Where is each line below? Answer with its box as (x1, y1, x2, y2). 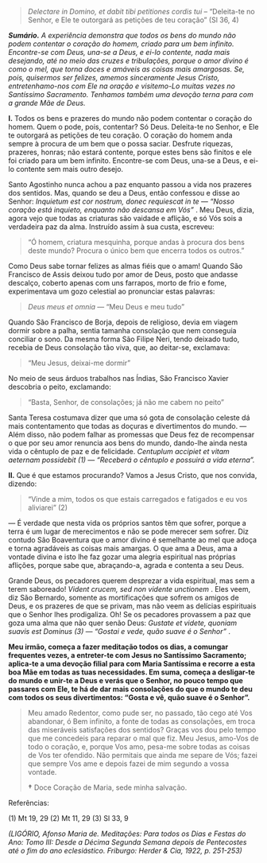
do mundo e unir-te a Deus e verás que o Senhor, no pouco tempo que (8, 676, 244, 685)
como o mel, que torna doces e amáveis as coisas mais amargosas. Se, (8, 64, 245, 74)
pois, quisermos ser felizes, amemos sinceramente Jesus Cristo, (8, 73, 220, 82)
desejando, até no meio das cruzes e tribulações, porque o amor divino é (8, 56, 249, 65)
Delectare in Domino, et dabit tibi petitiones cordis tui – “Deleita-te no (27, 7, 256, 16)
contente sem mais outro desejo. (15, 165, 124, 173)
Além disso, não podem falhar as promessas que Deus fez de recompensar (8, 430, 255, 439)
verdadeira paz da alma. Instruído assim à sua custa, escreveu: (8, 222, 215, 231)
